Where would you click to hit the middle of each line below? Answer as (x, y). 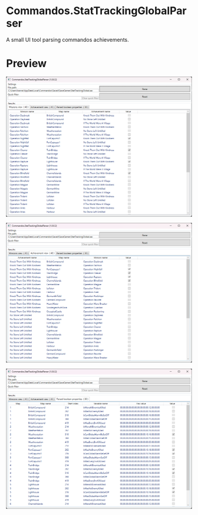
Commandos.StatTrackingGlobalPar (96, 11)
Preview (27, 64)
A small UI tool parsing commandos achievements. (68, 39)
